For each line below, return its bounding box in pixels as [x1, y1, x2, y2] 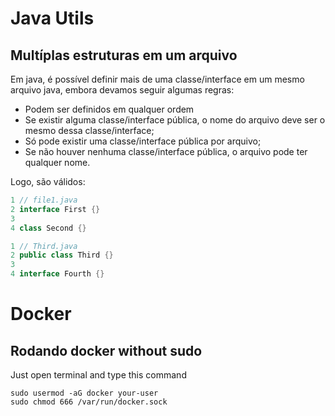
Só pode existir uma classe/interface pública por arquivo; [24, 135, 262, 147]
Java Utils [10, 7, 95, 30]
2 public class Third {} [10, 250, 114, 261]
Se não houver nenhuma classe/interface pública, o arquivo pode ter [24, 146, 308, 157]
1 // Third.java [10, 241, 78, 251]
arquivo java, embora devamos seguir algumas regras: [10, 84, 235, 96]
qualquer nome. [24, 157, 91, 168]
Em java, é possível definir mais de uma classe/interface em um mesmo [10, 73, 305, 85]
